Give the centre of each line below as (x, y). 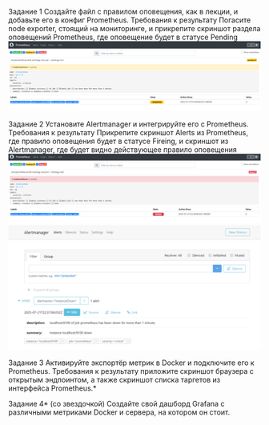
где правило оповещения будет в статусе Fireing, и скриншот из (118, 141)
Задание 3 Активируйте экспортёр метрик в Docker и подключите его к (131, 363)
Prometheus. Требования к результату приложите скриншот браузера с (131, 371)
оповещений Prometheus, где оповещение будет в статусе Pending (123, 37)
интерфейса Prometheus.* (53, 388)
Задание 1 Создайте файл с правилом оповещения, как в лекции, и (123, 12)
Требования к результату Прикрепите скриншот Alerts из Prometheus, (128, 133)
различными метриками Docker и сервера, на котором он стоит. (119, 412)
